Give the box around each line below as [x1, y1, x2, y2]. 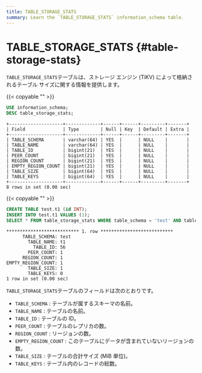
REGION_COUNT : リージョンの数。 [14, 330, 94, 337]
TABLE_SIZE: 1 [28, 265, 63, 271]
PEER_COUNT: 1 [28, 249, 63, 255]
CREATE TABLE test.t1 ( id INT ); [6, 207, 87, 213]
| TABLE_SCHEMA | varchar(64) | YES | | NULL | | [6, 137, 189, 143]
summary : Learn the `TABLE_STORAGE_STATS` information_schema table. [6, 14, 185, 20]
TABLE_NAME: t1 [28, 238, 66, 245]
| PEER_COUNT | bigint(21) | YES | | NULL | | [6, 153, 189, 159]
